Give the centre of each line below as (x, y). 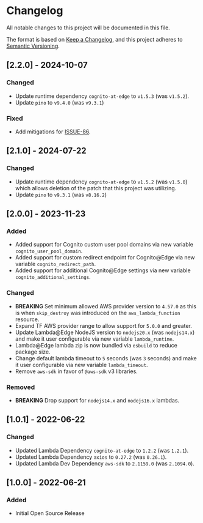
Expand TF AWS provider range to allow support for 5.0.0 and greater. (103, 325)
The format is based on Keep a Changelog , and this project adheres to (94, 39)
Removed (21, 387)
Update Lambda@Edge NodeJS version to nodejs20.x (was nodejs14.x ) (105, 332)
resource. (27, 319)
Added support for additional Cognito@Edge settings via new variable (103, 270)
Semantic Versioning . (33, 46)
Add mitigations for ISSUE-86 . (53, 132)
